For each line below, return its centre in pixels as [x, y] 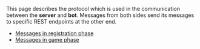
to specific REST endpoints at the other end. [62, 21]
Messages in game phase [47, 40]
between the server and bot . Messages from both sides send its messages [100, 15]
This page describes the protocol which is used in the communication [93, 9]
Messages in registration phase [54, 33]
